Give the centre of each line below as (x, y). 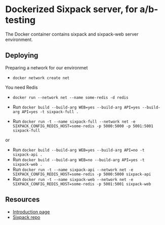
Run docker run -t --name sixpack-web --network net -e (73, 179)
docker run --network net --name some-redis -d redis (70, 97)
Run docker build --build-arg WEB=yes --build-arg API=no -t (78, 149)
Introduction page (31, 212)
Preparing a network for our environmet (47, 67)
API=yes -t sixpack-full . (50, 112)
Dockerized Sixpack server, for (72, 9)
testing (20, 20)
